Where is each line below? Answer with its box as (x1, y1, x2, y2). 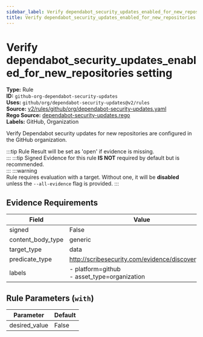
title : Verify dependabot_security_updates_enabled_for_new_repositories (6, 14, 196, 21)
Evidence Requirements (6, 197, 98, 208)
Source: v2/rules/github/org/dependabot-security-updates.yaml (6, 105, 167, 112)
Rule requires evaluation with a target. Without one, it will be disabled (6, 173, 179, 181)
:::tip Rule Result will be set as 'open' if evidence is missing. (6, 148, 155, 155)
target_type (9, 245, 42, 254)
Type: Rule (6, 86, 34, 94)
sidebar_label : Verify (6, 8, 63, 15)
